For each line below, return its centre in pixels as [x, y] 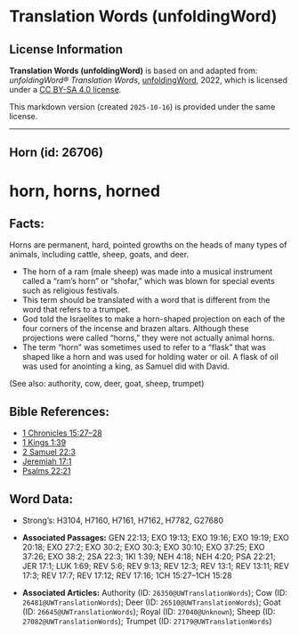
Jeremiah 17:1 [47, 461]
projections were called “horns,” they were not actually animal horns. [148, 338]
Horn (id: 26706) [57, 153]
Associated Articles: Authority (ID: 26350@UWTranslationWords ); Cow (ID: [154, 593]
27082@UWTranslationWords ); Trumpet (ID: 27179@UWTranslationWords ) [147, 622]
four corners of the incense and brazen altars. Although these [135, 329]
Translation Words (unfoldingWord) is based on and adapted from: [133, 70]
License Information [66, 49]
